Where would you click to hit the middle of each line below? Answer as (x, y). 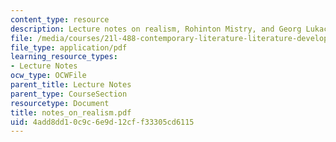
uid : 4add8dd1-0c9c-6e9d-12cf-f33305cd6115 (102, 122)
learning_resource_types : (64, 57)
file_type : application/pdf (69, 47)
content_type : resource (60, 19)
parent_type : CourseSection (69, 94)
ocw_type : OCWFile (48, 76)
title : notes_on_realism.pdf (71, 112)
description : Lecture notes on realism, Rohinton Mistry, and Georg (156, 29)
